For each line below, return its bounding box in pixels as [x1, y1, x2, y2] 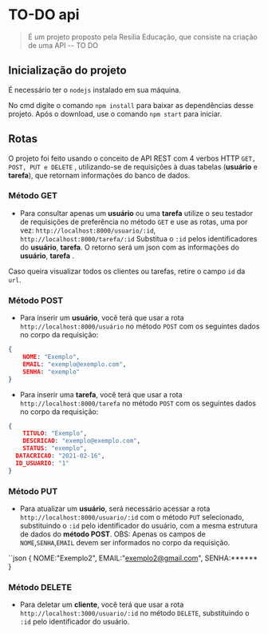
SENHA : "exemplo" [22, 368, 81, 376]
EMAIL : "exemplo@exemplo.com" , [22, 360, 127, 369]
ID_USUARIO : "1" [15, 459, 69, 467]
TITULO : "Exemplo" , [22, 429, 88, 437]
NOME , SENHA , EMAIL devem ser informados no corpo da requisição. [19, 537, 231, 547]
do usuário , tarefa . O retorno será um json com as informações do [19, 242, 239, 252]
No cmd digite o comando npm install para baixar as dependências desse [8, 100, 254, 110]
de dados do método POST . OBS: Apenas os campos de [19, 529, 206, 539]
